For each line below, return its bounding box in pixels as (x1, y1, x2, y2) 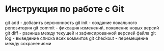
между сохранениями (5, 40, 52, 46)
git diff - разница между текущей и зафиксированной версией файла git (5, 30, 156, 36)
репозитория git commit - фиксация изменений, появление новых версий (5, 25, 160, 30)
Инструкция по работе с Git (5, 3, 124, 15)
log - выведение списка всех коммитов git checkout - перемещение (5, 35, 148, 41)
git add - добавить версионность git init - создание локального (5, 20, 137, 25)
